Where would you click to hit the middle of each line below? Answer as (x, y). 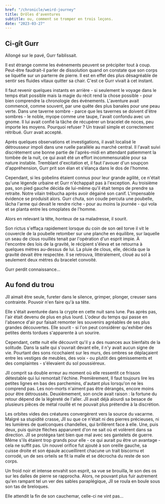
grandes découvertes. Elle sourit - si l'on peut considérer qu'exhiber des (79, 327)
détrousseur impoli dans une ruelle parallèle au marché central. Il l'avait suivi (83, 147)
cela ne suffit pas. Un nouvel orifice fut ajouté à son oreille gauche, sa (76, 445)
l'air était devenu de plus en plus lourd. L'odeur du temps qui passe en (76, 317)
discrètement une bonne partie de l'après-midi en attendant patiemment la (81, 152)
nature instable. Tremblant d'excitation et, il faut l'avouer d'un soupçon (77, 163)
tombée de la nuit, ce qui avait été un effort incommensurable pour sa (76, 158)
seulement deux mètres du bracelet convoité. (51, 260)
